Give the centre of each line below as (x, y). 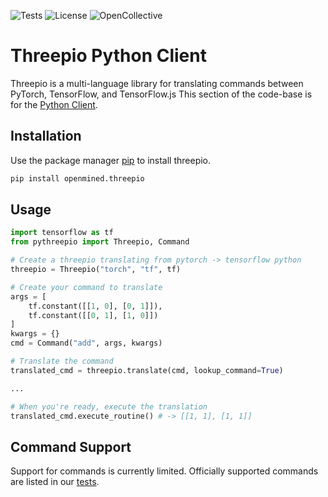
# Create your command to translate (86, 287)
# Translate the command (62, 361)
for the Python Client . (54, 104)
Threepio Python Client (108, 56)
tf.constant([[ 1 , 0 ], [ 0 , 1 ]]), (95, 306)
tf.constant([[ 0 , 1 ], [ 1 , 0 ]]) (93, 315)
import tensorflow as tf (62, 233)
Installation (46, 136)
